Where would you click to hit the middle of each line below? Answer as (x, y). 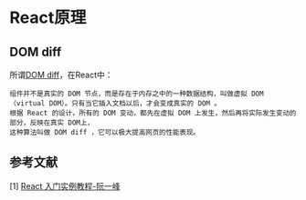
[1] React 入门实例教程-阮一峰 (65, 185)
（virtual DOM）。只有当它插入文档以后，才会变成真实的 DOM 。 (116, 104)
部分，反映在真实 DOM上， (52, 123)
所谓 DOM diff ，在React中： (61, 75)
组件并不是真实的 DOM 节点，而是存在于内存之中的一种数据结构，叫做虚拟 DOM (137, 94)
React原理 (48, 18)
